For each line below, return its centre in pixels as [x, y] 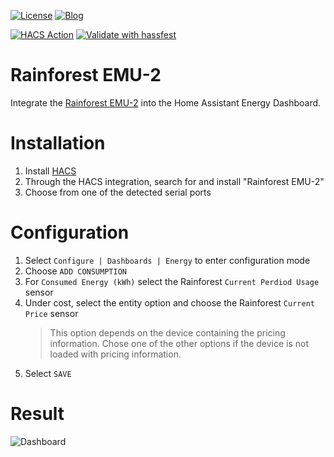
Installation [58, 143]
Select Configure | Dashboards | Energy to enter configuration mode [167, 260]
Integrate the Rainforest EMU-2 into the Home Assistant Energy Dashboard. [166, 102]
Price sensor [51, 313]
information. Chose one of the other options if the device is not [179, 343]
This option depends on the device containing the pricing [167, 332]
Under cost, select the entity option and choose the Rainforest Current [169, 302]
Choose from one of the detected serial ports [118, 192]
